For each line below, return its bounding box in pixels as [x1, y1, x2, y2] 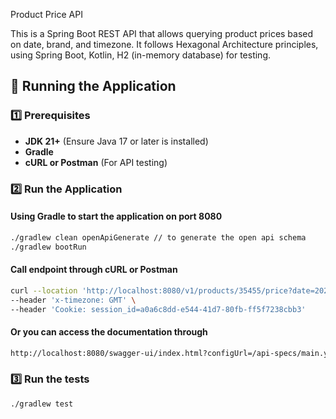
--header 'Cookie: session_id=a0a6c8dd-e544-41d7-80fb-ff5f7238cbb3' [10, 304, 307, 314]
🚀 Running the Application [10, 78, 177, 95]
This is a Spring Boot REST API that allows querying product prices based [10, 28, 314, 39]
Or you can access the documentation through [10, 325, 208, 338]
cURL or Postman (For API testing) [24, 156, 168, 168]
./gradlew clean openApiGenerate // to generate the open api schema [10, 232, 307, 243]
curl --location [10, 285, 78, 296]
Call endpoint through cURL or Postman [10, 264, 178, 276]
